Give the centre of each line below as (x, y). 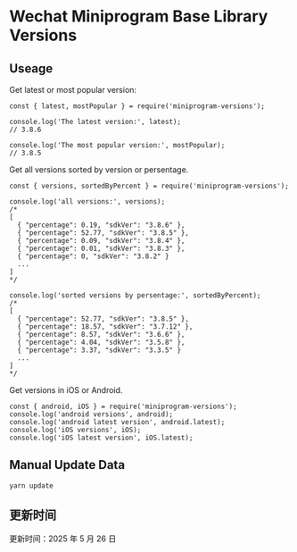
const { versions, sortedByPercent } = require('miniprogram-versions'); (149, 186)
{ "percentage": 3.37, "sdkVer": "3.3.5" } (99, 350)
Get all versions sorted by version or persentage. (99, 170)
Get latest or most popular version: (73, 90)
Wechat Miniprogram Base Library (139, 17)
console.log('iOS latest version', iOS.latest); (101, 438)
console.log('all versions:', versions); (87, 202)
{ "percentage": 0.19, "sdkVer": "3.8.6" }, (101, 225)
